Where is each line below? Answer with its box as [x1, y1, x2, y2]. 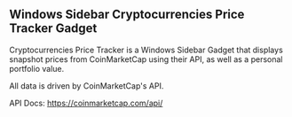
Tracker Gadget [9, 21, 98, 36]
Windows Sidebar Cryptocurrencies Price [9, 7, 245, 22]
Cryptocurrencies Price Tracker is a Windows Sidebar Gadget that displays [9, 44, 284, 55]
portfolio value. [9, 63, 65, 74]
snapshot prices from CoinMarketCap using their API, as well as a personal [9, 53, 283, 65]
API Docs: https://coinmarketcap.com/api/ [9, 97, 163, 108]
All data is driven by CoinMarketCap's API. [9, 80, 164, 91]
